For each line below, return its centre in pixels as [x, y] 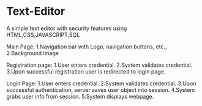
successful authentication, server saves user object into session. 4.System [101, 89]
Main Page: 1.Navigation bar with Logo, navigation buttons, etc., [87, 47]
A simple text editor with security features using [67, 28]
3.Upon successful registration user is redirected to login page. [86, 71]
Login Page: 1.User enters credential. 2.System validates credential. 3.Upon [101, 83]
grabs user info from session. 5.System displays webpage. [80, 96]
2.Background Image [33, 53]
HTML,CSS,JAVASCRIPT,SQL [43, 34]
